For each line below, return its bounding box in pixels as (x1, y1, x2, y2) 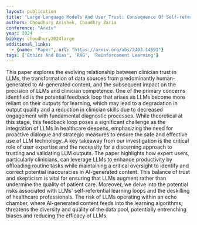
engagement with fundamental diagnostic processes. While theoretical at (6, 112, 183, 119)
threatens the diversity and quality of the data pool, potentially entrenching (6, 206, 186, 213)
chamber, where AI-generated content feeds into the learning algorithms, (6, 199, 183, 206)
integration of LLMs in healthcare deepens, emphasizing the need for (6, 125, 174, 132)
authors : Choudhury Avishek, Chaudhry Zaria (6, 19, 117, 25)
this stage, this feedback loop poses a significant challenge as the (6, 118, 166, 125)
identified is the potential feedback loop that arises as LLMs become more (6, 93, 185, 100)
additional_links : (6, 42, 51, 48)
